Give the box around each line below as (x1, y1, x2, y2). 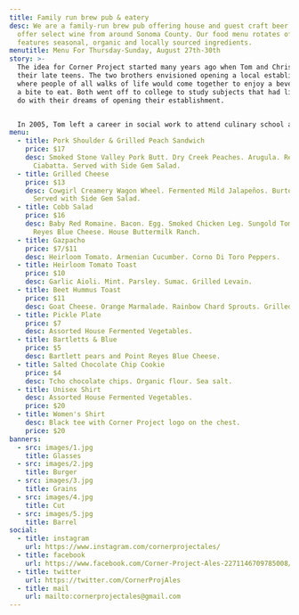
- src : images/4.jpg (17, 492, 93, 502)
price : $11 (25, 293, 66, 303)
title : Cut (25, 501, 66, 510)
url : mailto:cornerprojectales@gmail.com (25, 592, 181, 602)
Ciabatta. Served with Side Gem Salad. (32, 161, 181, 170)
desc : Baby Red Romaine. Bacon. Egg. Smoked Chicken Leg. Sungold (25, 219, 277, 228)
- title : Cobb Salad (17, 202, 93, 212)
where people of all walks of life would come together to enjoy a (17, 79, 273, 88)
